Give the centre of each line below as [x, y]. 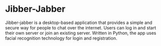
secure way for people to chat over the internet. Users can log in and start [80, 27]
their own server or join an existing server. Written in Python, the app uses [81, 33]
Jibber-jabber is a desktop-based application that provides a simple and [79, 23]
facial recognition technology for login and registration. [61, 38]
